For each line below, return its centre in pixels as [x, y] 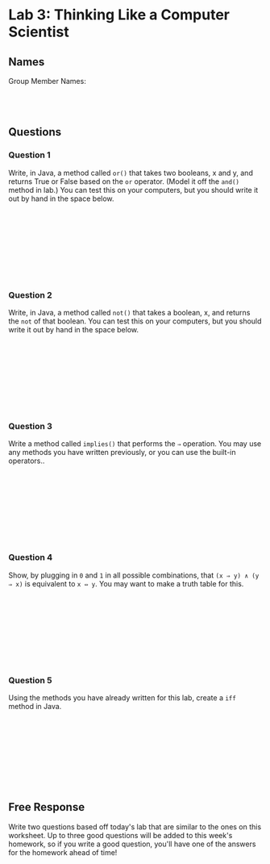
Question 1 [29, 155]
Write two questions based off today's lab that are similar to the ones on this [135, 826]
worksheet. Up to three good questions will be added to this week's [120, 835]
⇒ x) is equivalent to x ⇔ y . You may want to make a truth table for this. [126, 583]
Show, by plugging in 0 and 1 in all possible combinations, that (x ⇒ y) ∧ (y [134, 575]
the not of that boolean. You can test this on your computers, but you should [135, 321]
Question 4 [31, 557]
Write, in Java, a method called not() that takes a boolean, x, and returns [129, 312]
